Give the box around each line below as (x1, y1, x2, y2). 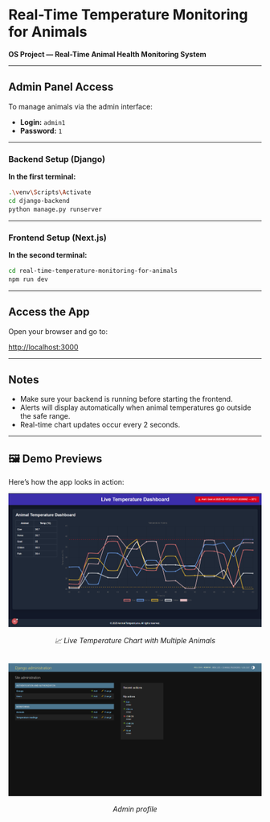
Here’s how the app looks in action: (8, 477, 125, 487)
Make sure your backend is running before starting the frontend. (19, 394, 233, 404)
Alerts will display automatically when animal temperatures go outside (19, 403, 252, 412)
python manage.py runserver (8, 205, 103, 213)
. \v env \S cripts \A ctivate (8, 188, 92, 196)
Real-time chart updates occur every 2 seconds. (19, 420, 181, 430)
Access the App (8, 305, 90, 319)
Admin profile (112, 804, 158, 814)
